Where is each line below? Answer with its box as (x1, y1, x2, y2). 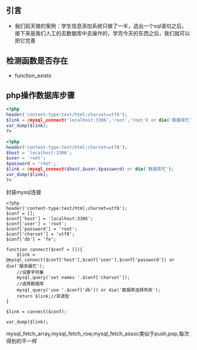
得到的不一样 (6, 337, 37, 344)
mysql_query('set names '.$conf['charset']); (16, 274, 131, 281)
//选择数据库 (16, 281, 44, 286)
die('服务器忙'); (6, 263, 45, 269)
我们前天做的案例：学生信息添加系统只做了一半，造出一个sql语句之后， (14, 22, 187, 29)
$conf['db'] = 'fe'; (6, 236, 57, 242)
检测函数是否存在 (6, 56, 68, 66)
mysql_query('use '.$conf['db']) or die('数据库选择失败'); (16, 287, 161, 293)
